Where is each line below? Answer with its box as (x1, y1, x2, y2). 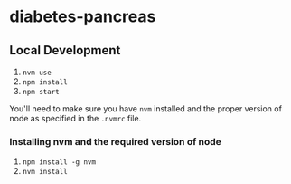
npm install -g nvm (22, 158, 97, 167)
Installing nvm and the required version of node (9, 135, 221, 148)
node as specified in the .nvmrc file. (9, 113, 142, 123)
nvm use (22, 68, 52, 77)
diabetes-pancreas (9, 6, 156, 27)
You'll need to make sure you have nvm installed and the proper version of (9, 103, 283, 114)
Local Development (9, 43, 121, 58)
